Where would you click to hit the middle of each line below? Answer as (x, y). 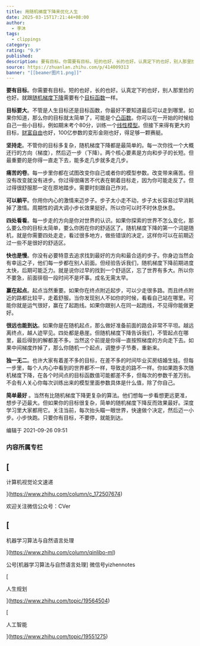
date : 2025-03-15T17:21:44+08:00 (48, 17)
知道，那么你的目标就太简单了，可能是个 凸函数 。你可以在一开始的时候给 (105, 118)
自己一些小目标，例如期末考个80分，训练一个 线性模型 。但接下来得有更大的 (98, 125)
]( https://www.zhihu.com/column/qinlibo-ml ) (61, 552)
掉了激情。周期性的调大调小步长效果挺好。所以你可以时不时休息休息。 (92, 208)
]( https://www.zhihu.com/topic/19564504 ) (58, 600)
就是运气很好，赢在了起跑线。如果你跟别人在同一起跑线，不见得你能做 (102, 305)
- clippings (26, 39)
